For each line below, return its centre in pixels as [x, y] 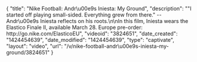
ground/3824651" [28, 52]
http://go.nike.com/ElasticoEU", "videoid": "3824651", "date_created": [92, 34]
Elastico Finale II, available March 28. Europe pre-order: [75, 27]
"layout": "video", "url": [35, 46]
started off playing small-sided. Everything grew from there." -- [84, 15]
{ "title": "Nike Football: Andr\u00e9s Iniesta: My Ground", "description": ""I [99, 9]
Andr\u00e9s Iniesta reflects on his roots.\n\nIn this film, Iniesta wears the [97, 21]
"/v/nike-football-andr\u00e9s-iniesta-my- [116, 46]
